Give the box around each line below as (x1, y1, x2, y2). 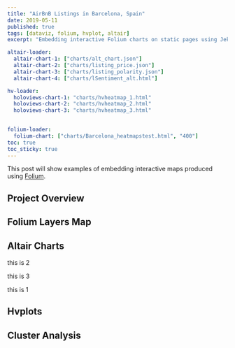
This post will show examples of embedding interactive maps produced (7, 165, 213, 173)
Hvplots (7, 305, 43, 318)
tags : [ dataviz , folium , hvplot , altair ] (7, 29, 130, 37)
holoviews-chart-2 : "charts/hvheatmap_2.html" (13, 101, 152, 108)
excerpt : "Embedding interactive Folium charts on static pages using (7, 36, 218, 43)
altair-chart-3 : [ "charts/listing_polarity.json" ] (13, 68, 164, 75)
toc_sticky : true (7, 145, 58, 152)
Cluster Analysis (7, 329, 82, 341)
